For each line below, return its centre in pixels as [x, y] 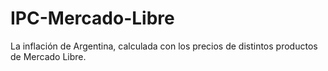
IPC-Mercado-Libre [92, 18]
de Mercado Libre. [48, 56]
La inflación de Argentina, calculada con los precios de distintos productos [164, 46]
